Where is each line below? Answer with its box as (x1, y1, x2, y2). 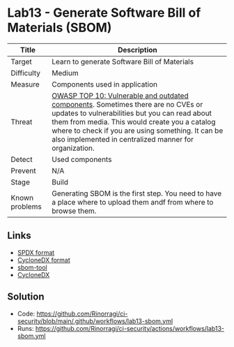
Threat (10, 117, 33, 126)
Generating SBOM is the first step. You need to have (52, 189, 222, 198)
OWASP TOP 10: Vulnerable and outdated (52, 91, 189, 101)
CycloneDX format (17, 256, 71, 264)
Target (10, 57, 33, 66)
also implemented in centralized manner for (52, 134, 194, 144)
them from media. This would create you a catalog (52, 117, 216, 126)
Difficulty (10, 68, 40, 77)
